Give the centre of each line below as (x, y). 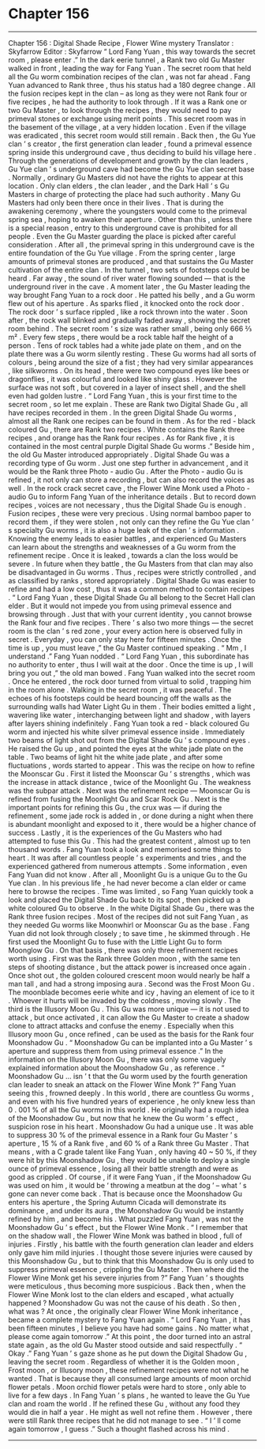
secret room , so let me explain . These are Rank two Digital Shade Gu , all (128, 404)
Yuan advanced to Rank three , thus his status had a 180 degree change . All (132, 85)
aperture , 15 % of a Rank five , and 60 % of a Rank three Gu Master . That (129, 1143)
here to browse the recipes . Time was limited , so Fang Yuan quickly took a (131, 891)
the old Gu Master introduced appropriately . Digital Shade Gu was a (119, 455)
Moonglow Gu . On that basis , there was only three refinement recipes (123, 950)
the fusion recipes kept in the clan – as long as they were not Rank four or (128, 93)
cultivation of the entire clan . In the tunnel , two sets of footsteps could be (129, 270)
